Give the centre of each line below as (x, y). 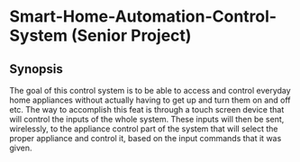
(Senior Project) (131, 36)
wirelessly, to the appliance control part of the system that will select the (144, 129)
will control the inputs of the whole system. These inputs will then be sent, (147, 119)
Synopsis (36, 69)
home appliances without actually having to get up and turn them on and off (150, 100)
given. (21, 148)
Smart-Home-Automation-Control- (143, 17)
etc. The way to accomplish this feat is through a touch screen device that (147, 109)
